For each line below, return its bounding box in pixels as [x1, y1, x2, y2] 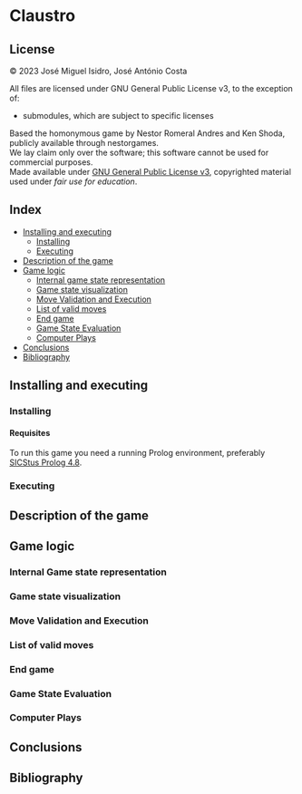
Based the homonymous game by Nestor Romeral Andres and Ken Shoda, [9, 128, 286, 139]
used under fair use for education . [9, 176, 138, 187]
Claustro [9, 5, 75, 26]
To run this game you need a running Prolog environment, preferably [9, 448, 266, 459]
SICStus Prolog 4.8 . [9, 457, 83, 468]
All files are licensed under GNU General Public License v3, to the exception [9, 83, 293, 93]
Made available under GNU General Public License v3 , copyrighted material [9, 167, 292, 177]
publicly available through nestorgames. [9, 138, 159, 148]
